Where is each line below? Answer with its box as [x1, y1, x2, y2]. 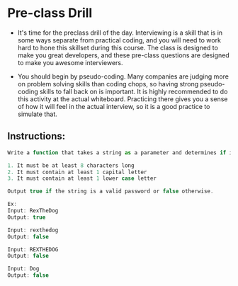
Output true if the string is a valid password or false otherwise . [7, 188, 214, 195]
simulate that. [17, 110, 58, 118]
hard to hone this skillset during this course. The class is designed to [17, 43, 218, 52]
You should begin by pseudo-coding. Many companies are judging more [17, 72, 229, 81]
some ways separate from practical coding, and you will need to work [17, 35, 222, 44]
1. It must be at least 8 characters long [7, 161, 135, 169]
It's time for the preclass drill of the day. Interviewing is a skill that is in [17, 28, 223, 37]
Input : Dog [7, 265, 40, 273]
